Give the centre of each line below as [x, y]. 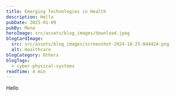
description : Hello [30, 17]
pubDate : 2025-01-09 [31, 22]
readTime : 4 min [26, 71]
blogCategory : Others [33, 55]
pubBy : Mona [21, 28]
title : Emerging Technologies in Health [56, 11]
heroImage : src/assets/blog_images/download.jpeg [68, 33]
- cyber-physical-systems [43, 66]
